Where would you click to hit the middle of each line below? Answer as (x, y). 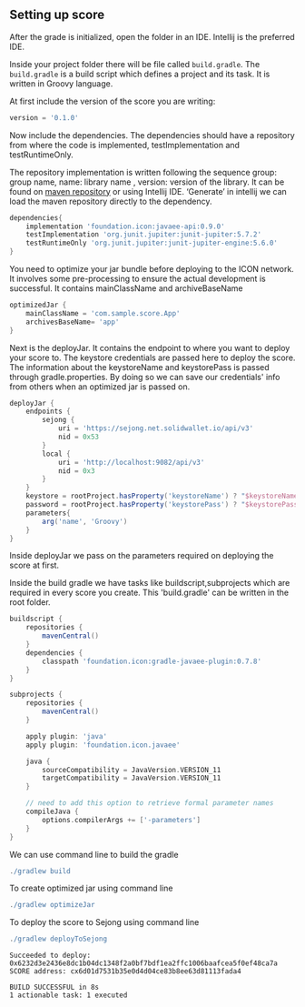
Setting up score (57, 15)
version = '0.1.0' (44, 117)
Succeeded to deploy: (50, 956)
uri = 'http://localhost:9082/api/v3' (131, 462)
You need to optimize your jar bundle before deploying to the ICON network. (152, 269)
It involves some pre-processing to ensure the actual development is (138, 279)
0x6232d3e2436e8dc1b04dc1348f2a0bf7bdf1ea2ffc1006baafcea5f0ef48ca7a (144, 963)
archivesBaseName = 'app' (73, 322)
